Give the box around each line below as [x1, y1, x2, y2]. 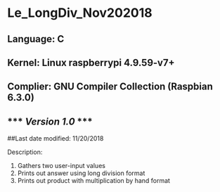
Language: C [7, 33, 65, 45]
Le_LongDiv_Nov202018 [7, 5, 153, 21]
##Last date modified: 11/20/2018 [7, 134, 104, 143]
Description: [7, 148, 43, 156]
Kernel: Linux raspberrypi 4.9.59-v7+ [7, 56, 175, 68]
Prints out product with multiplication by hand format [17, 177, 171, 185]
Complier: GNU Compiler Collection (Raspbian [7, 81, 213, 93]
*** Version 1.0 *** [7, 115, 93, 127]
